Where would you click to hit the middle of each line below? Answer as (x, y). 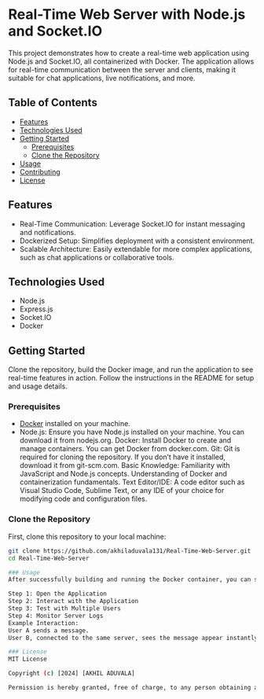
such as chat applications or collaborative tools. (97, 257)
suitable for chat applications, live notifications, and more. (102, 78)
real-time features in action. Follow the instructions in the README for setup (131, 378)
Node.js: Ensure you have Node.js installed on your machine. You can (132, 432)
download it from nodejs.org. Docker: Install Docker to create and (125, 440)
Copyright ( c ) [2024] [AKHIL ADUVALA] (71, 674)
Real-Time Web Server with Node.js (127, 15)
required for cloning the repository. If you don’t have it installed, (123, 457)
